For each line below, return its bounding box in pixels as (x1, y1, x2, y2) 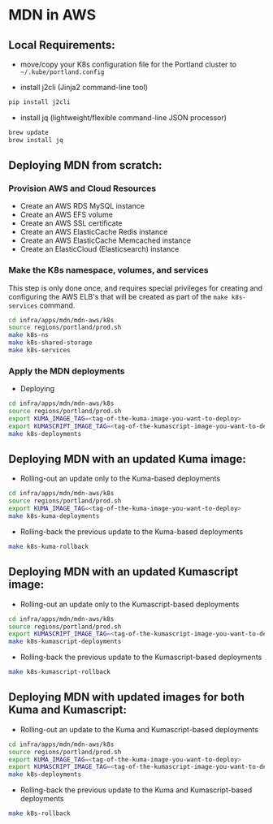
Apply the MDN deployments (8, 365, 125, 377)
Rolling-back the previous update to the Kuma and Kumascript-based (19, 785, 253, 795)
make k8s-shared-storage (8, 339, 93, 347)
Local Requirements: (8, 38, 115, 52)
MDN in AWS (8, 6, 97, 24)
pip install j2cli (8, 98, 71, 106)
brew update (8, 128, 49, 136)
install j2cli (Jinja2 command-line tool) (19, 83, 149, 92)
